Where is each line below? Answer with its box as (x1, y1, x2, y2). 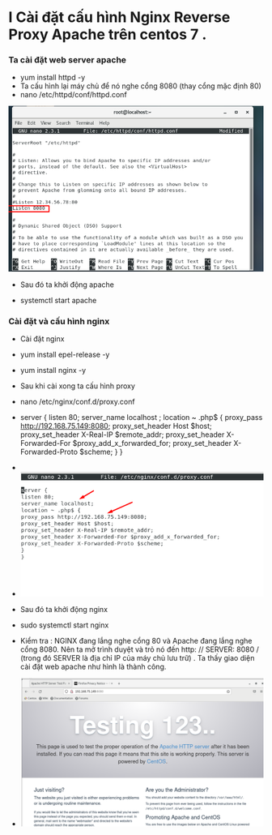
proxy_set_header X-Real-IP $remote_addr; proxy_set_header (19, 430, 225, 439)
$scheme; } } (79, 447, 123, 457)
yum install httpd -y (19, 73, 86, 83)
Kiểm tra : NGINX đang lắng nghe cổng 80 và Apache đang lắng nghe (19, 636, 253, 646)
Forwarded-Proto (19, 447, 79, 457)
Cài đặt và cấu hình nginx (8, 316, 110, 328)
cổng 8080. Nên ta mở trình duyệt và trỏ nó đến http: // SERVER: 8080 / (19, 644, 259, 654)
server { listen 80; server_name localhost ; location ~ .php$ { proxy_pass (19, 413, 263, 422)
